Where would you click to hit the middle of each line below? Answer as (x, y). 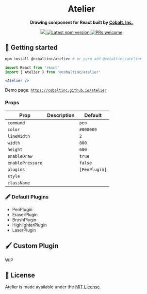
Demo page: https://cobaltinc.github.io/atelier (56, 90)
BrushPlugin (24, 220)
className (19, 183)
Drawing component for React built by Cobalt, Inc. (82, 22)
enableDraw (20, 156)
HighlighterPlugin (29, 225)
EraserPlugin (25, 214)
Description (61, 115)
